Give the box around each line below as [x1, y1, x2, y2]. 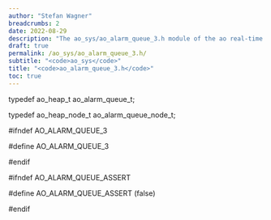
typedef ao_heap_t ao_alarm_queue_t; [8, 94, 135, 104]
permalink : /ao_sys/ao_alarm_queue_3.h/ [8, 49, 148, 57]
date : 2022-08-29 [8, 27, 67, 35]
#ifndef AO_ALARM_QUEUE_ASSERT [8, 172, 131, 182]
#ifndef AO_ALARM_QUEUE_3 [8, 125, 108, 135]
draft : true [8, 42, 49, 50]
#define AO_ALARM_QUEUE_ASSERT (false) [8, 188, 156, 198]
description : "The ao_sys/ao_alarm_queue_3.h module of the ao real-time [8, 34, 264, 43]
